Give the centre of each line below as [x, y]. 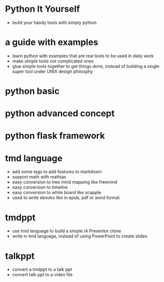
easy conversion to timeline [40, 187]
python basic [32, 91]
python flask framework [55, 136]
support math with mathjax [39, 177]
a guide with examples [52, 42]
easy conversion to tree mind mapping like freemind [65, 182]
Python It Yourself [43, 9]
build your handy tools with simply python [54, 22]
